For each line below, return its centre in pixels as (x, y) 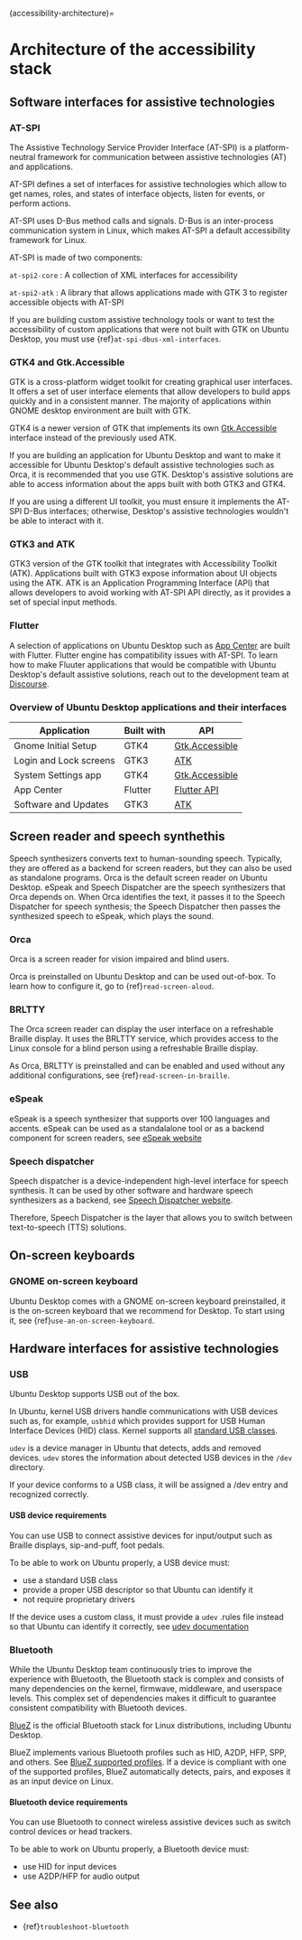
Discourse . (29, 684)
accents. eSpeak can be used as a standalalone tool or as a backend (137, 1128)
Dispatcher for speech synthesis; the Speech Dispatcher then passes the (145, 906)
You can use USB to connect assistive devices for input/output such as (141, 1535)
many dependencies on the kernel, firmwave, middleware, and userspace (146, 1688)
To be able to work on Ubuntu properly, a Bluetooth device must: (129, 1849)
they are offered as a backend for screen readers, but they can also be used (151, 867)
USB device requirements (58, 1515)
